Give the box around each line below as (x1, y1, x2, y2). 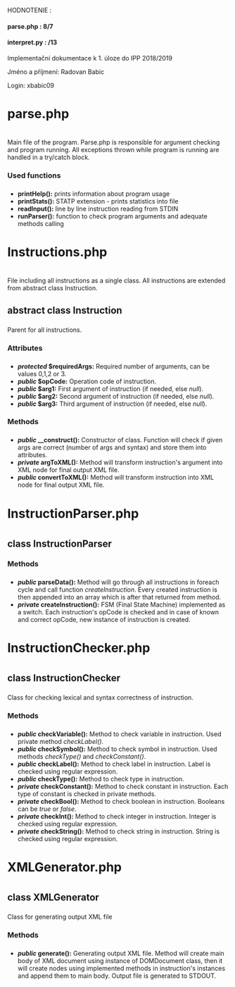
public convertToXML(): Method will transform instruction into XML (17, 473, 215, 482)
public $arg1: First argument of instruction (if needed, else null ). (17, 384, 204, 393)
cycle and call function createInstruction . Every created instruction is (17, 585, 218, 594)
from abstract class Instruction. (7, 284, 99, 292)
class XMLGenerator (7, 891, 100, 904)
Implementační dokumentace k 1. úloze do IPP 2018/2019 (7, 54, 172, 62)
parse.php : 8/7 (7, 22, 54, 30)
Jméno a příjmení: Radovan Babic (7, 67, 104, 76)
